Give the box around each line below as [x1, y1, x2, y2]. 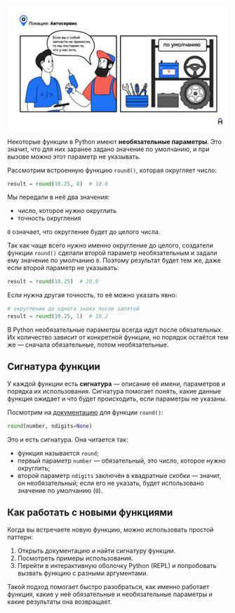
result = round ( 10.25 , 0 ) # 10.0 [7, 180, 109, 188]
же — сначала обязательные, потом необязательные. [7, 340, 169, 349]
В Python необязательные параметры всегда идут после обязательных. [7, 325, 223, 334]
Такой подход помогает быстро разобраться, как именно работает [7, 582, 210, 591]
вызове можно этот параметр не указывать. [7, 152, 141, 160]
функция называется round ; [17, 449, 100, 457]
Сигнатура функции [7, 361, 100, 373]
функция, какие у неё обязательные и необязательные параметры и [7, 590, 213, 598]
